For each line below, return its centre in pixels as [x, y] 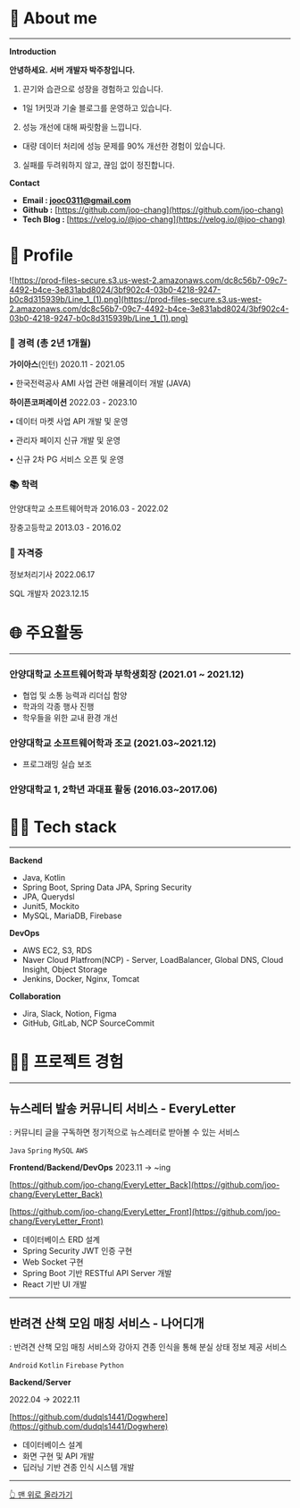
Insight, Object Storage [65, 969]
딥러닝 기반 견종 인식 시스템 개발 [78, 1467]
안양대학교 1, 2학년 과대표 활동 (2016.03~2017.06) [113, 789]
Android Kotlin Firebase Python [67, 1365]
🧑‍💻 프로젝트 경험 [67, 1062]
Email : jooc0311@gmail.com [76, 200]
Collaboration [35, 996]
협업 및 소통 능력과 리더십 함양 [75, 695]
